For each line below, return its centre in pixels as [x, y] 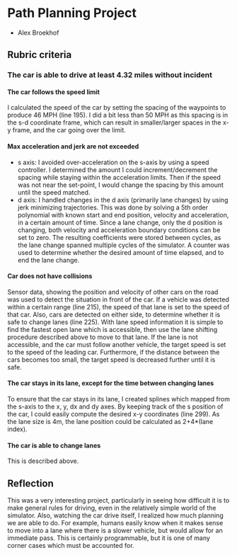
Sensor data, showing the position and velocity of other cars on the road [113, 292]
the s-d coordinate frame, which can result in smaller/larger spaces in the [114, 122]
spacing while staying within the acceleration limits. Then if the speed [119, 177]
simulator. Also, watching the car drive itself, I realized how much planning [116, 515]
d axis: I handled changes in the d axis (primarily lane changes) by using [123, 200]
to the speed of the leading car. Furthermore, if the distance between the [114, 352]
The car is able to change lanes [54, 445]
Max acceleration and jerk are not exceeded [73, 147]
